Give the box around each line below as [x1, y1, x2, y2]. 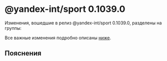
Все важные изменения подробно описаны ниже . [4, 35, 111, 41]
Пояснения [4, 49, 41, 58]
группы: [4, 25, 22, 31]
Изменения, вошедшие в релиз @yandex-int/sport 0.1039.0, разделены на [4, 20, 162, 26]
